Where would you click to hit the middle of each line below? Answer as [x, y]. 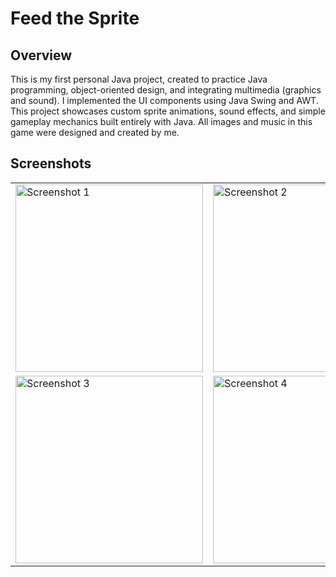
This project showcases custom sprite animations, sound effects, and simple [168, 111]
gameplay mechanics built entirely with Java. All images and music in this [161, 121]
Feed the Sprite [75, 18]
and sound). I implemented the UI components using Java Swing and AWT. [164, 100]
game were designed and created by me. [95, 132]
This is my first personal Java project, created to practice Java [139, 79]
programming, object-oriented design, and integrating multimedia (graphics [166, 90]
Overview [41, 55]
